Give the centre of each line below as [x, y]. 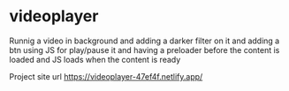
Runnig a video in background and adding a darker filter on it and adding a [144, 41]
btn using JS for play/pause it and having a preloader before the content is [144, 49]
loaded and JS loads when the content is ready [95, 59]
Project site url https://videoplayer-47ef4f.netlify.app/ [106, 76]
